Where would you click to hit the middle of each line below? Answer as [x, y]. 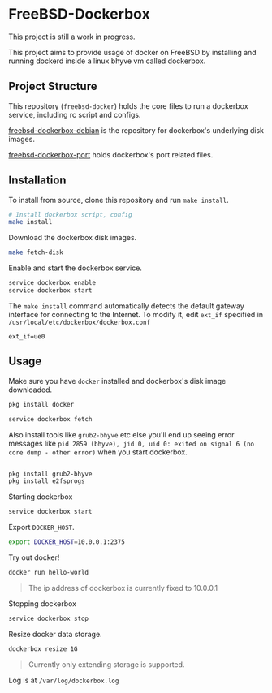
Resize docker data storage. [56, 634]
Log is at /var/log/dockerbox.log [64, 680]
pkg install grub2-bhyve [50, 474]
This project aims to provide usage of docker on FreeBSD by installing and [133, 52]
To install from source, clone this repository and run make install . [119, 200]
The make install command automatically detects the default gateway [127, 306]
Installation [37, 181]
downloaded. [30, 390]
